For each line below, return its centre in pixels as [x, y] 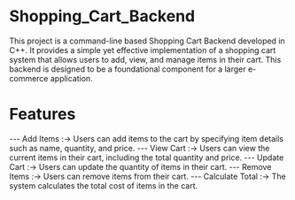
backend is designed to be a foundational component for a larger [128, 69]
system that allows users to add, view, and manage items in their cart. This [145, 59]
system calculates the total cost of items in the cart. [103, 185]
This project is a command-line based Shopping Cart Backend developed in [147, 41]
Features [43, 115]
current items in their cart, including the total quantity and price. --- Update [147, 158]
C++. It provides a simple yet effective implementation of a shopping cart [143, 50]
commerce [29, 78]
